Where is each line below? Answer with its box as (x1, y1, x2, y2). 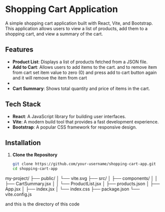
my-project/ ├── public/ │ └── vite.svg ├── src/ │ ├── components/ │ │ (5, 175, 158, 181)
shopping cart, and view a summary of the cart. (5, 31, 103, 37)
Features (5, 45, 33, 54)
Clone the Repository (12, 152, 57, 158)
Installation (5, 138, 41, 147)
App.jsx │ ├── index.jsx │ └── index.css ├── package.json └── (5, 186, 140, 192)
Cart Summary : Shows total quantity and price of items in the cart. (12, 85, 150, 91)
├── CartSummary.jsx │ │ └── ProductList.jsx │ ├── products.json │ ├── (5, 181, 160, 187)
